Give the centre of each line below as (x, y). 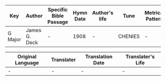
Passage (58, 22)
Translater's (140, 57)
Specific (58, 10)
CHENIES (129, 36)
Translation (99, 57)
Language (27, 63)
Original (27, 57)
